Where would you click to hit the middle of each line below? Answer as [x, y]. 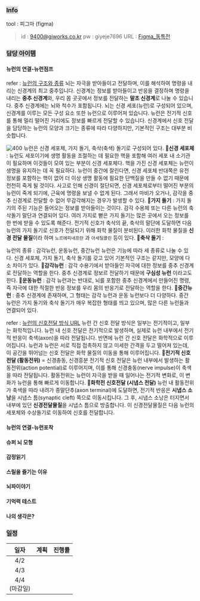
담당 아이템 [21, 54]
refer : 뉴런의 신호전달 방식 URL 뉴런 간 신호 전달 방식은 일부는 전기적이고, [93, 323]
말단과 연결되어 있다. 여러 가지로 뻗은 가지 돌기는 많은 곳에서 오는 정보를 [105, 216]
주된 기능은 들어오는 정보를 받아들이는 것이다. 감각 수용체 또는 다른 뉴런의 [102, 208]
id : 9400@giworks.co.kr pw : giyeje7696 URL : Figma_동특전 [96, 36]
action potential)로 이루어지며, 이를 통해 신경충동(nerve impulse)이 [101, 368]
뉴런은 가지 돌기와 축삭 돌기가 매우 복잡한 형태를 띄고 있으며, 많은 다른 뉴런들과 [98, 303]
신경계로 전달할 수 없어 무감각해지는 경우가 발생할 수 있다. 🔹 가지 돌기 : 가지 [99, 201]
